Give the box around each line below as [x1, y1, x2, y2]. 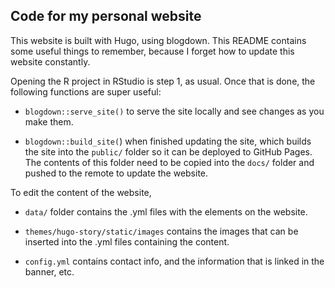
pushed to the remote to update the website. [24, 167, 209, 179]
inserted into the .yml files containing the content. [24, 235, 230, 248]
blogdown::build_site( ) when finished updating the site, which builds [24, 135, 312, 147]
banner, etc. [24, 265, 75, 278]
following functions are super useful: [10, 85, 162, 98]
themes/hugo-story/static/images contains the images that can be [24, 225, 299, 237]
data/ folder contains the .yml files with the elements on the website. [24, 205, 308, 218]
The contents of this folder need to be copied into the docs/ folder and [24, 156, 315, 168]
